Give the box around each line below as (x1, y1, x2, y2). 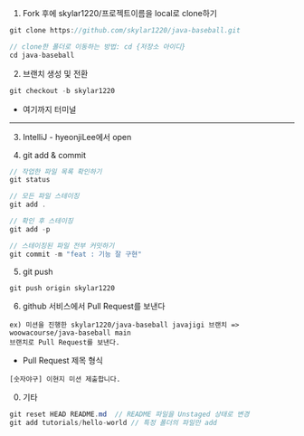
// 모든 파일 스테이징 (9, 192, 80, 201)
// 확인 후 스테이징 (9, 216, 74, 225)
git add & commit (22, 149, 87, 160)
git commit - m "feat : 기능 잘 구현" (9, 250, 142, 259)
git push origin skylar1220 (9, 283, 116, 292)
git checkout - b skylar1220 (9, 86, 116, 95)
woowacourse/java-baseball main (9, 328, 131, 337)
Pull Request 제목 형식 (22, 355, 104, 366)
